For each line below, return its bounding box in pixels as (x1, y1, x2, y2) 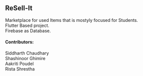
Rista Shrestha (5, 66, 35, 72)
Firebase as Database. (5, 27, 51, 34)
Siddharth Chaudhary (5, 50, 49, 56)
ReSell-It (5, 4, 33, 12)
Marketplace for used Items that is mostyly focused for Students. (5, 17, 138, 23)
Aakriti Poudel (5, 61, 34, 67)
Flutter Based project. (5, 22, 50, 28)
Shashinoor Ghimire (5, 56, 46, 62)
